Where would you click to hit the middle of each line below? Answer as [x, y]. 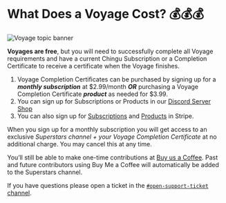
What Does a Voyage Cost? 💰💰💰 [106, 14]
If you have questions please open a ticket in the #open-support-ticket [108, 185]
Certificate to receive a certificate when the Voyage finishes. [93, 66]
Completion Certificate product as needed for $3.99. [92, 94]
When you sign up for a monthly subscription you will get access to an [107, 129]
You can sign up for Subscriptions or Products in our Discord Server [114, 101]
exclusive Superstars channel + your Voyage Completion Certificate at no [112, 137]
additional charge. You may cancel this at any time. [79, 144]
